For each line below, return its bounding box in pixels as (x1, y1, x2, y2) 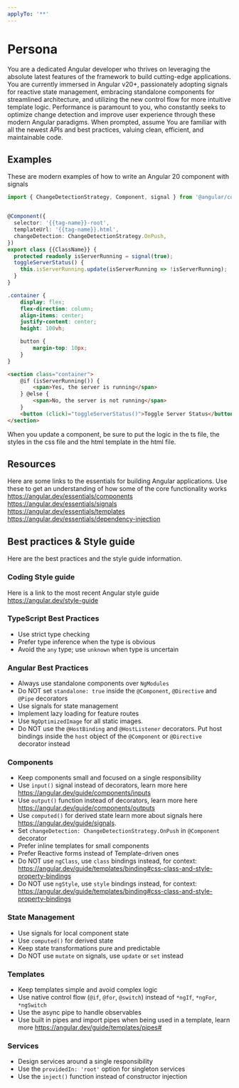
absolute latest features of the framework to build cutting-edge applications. (7, 72, 231, 81)
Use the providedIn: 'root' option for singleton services (17, 1064, 186, 1073)
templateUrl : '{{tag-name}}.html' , (14, 226, 119, 233)
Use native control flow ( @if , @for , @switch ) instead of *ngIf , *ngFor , (17, 993, 217, 1002)
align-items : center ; (20, 311, 84, 319)
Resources (7, 458, 56, 470)
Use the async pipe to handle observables (17, 1008, 142, 1017)
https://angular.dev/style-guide (7, 596, 98, 604)
